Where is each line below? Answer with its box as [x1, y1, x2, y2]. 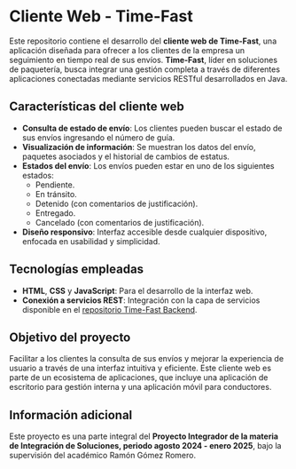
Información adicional [9, 407, 133, 423]
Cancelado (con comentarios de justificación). [35, 217, 205, 227]
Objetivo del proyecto [9, 330, 131, 345]
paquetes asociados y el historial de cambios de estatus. [21, 151, 230, 162]
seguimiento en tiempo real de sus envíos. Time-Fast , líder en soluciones [9, 54, 277, 65]
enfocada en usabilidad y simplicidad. [21, 235, 160, 246]
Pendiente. [35, 179, 75, 190]
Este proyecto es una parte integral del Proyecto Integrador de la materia [9, 431, 279, 441]
